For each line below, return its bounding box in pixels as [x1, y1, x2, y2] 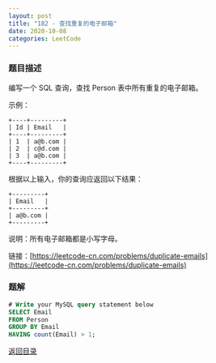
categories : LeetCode [8, 34, 82, 43]
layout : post [8, 11, 53, 20]
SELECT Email [8, 308, 53, 316]
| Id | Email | [8, 123, 67, 131]
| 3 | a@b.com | [8, 152, 67, 160]
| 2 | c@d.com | [8, 144, 67, 152]
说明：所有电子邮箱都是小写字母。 [8, 233, 122, 243]
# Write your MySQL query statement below [8, 301, 154, 309]
